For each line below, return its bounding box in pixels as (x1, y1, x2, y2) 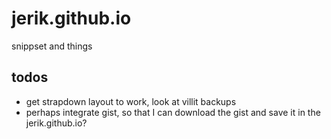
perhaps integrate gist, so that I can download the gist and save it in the (25, 106, 321, 118)
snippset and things (11, 40, 93, 52)
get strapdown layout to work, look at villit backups (25, 95, 237, 107)
